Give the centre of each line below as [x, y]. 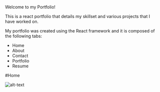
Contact [20, 56]
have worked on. [22, 22]
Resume [20, 66]
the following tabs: [24, 36]
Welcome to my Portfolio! [30, 7]
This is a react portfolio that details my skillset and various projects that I [78, 16]
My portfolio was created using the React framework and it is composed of [80, 31]
